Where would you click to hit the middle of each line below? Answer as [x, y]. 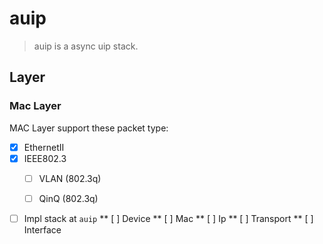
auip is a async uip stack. [86, 46]
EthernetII [44, 147]
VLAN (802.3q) [70, 178]
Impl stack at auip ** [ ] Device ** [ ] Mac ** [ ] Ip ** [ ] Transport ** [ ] [168, 218]
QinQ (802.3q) [68, 198]
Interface [42, 229]
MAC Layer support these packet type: [89, 128]
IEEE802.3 [45, 158]
